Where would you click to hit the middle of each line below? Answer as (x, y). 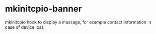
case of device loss (24, 27)
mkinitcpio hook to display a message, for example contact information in (78, 22)
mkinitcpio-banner (44, 9)
